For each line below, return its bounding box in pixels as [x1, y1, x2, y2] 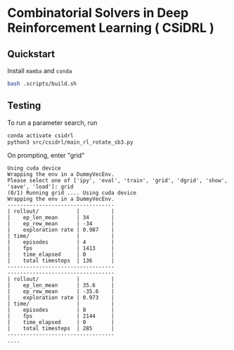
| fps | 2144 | [7, 313, 115, 320]
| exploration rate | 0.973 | [7, 294, 115, 301]
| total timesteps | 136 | [7, 257, 115, 265]
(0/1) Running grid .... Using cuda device [7, 189, 137, 196]
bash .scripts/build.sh [7, 80, 77, 87]
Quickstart [7, 48, 56, 60]
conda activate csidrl [7, 132, 74, 139]
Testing [7, 100, 41, 112]
